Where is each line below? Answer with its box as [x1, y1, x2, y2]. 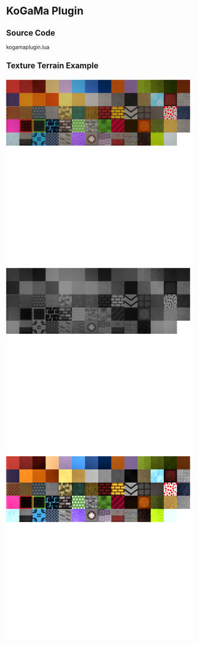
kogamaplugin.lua [6, 43, 50, 50]
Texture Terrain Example [6, 61, 99, 71]
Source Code [6, 28, 55, 38]
